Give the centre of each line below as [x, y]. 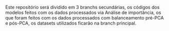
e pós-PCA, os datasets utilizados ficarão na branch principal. [71, 23]
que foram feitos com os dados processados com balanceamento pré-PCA [85, 18]
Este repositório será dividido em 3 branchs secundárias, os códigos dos [82, 7]
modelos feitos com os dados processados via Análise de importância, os [83, 12]
